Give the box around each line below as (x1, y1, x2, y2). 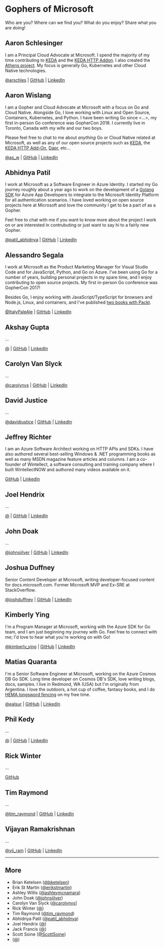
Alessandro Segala (5, 251, 64, 259)
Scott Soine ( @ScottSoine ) (12, 931, 66, 937)
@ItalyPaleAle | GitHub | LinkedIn (5, 309, 72, 315)
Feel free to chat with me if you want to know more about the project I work (5, 217, 157, 223)
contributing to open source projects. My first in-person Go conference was (5, 280, 158, 286)
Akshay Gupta (5, 323, 50, 331)
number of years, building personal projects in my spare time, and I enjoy (5, 274, 152, 280)
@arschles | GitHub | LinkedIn (5, 77, 65, 83)
